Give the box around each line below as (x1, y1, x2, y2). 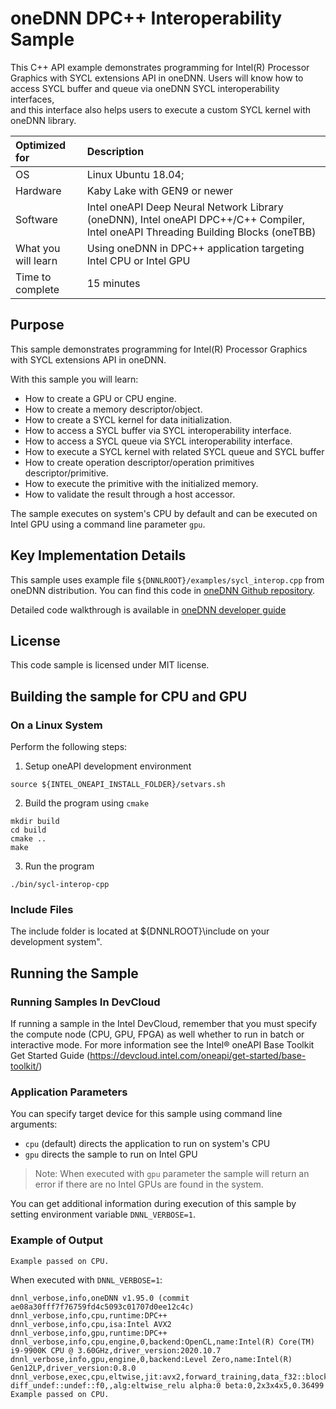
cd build (10, 825, 47, 836)
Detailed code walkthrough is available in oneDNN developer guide (10, 603, 287, 616)
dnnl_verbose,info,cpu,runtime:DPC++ (10, 1310, 168, 1321)
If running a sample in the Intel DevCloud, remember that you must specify (10, 1018, 318, 1030)
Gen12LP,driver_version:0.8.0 (10, 1363, 137, 1373)
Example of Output (10, 1233, 103, 1247)
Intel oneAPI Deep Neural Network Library (86, 200, 284, 214)
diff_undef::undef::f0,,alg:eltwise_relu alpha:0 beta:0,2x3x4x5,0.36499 (10, 1380, 325, 1391)
